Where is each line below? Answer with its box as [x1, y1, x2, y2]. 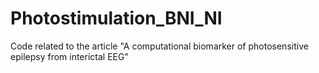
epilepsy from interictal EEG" [10, 50, 129, 62]
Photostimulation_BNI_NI [10, 7, 223, 30]
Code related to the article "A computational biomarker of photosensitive [10, 40, 309, 52]
